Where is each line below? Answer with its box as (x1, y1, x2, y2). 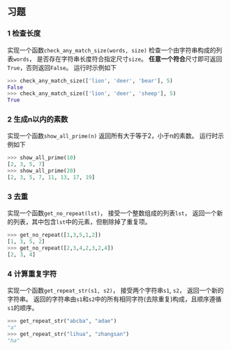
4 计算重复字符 (7, 269, 57, 279)
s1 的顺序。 (7, 304, 38, 312)
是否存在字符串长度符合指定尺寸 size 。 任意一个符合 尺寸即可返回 (36, 54, 223, 63)
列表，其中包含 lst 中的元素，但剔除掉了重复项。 (13, 218, 151, 226)
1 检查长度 (7, 29, 41, 38)
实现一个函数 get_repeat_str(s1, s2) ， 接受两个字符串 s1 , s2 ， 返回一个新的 (7, 286, 225, 295)
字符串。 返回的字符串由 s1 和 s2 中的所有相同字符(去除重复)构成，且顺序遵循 (7, 295, 222, 303)
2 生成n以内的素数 (7, 115, 68, 124)
